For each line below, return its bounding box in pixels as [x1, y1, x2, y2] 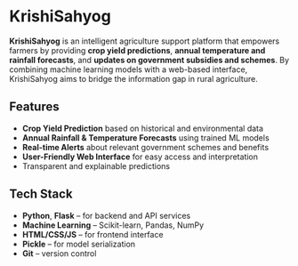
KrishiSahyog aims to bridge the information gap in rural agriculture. [9, 73, 258, 84]
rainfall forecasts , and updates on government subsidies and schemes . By [9, 54, 290, 65]
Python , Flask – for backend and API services [21, 210, 191, 221]
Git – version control [21, 247, 97, 259]
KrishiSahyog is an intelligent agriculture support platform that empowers [9, 36, 280, 46]
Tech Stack [9, 187, 73, 202]
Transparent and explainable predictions [21, 160, 171, 171]
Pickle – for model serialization [21, 238, 136, 249]
